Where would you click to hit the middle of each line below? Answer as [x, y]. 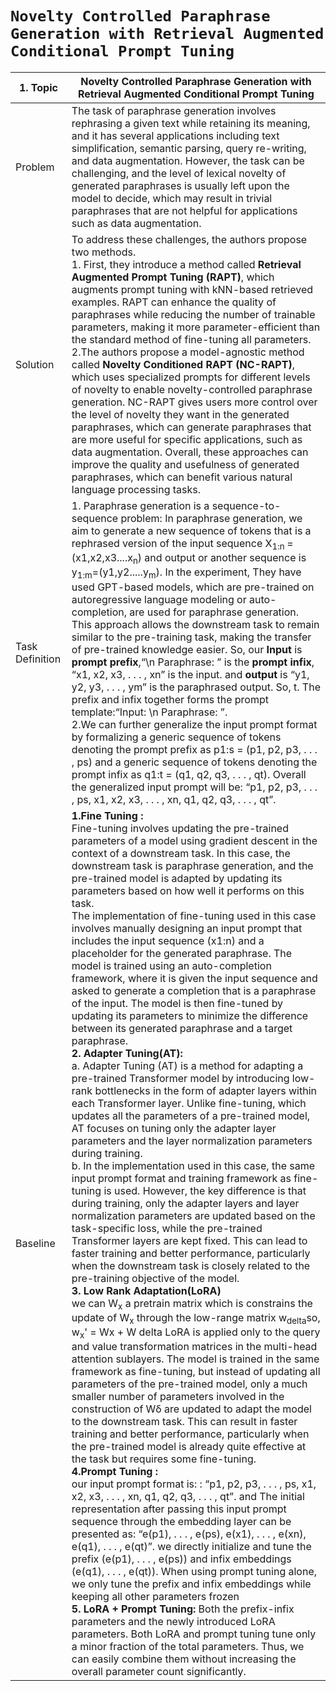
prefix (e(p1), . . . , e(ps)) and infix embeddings [181, 1559]
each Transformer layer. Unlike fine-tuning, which [189, 1103]
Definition [38, 659]
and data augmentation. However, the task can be [188, 160]
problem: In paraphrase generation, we [211, 518]
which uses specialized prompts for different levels [191, 377]
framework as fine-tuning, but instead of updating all [196, 1372]
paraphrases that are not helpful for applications [184, 210]
